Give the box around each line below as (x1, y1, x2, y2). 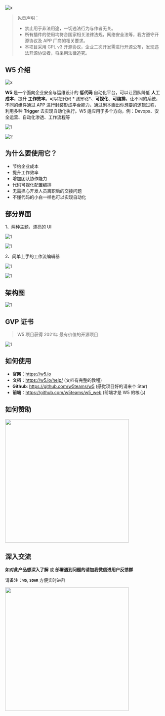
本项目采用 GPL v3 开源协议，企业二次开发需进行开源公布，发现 (24, 44, 155, 49)
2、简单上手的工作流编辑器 (5, 253, 60, 259)
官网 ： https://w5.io (12, 371, 51, 377)
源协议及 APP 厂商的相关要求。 (24, 38, 88, 43)
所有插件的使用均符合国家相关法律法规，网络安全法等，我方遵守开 (24, 32, 159, 37)
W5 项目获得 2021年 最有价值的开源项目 (17, 331, 99, 338)
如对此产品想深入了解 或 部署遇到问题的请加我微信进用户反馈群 (5, 566, 133, 572)
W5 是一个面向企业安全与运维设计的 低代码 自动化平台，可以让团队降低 (5, 89, 151, 95)
